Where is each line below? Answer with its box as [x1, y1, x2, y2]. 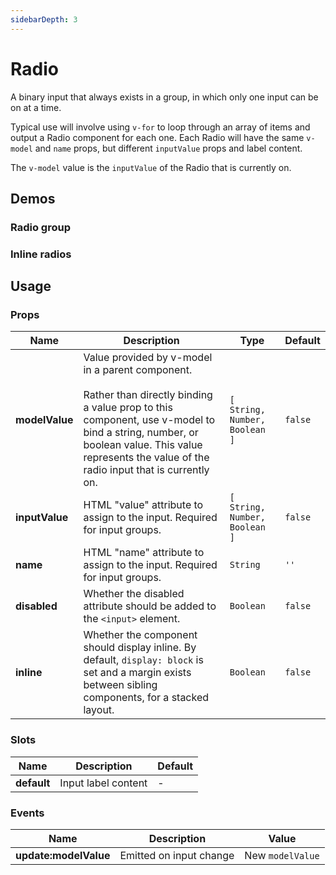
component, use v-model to [83, 413, 216, 427]
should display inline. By [83, 641, 197, 655]
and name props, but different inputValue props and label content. [34, 142, 303, 154]
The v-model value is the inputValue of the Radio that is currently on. [10, 161, 292, 173]
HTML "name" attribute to [83, 546, 205, 560]
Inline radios [10, 247, 72, 261]
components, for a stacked [83, 691, 210, 705]
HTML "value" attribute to [83, 498, 204, 512]
